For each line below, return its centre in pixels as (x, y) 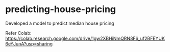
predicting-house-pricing (61, 9)
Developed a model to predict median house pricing (60, 23)
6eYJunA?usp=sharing (29, 43)
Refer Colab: (18, 33)
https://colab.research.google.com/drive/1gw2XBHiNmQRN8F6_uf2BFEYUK (85, 38)
